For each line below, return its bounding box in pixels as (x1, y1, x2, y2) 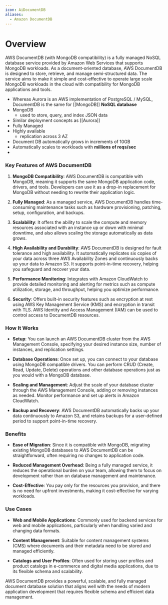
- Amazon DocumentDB (9, 16, 52, 21)
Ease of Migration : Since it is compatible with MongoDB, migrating (12, 442, 150, 448)
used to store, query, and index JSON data (19, 112, 108, 118)
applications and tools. (5, 86, 52, 92)
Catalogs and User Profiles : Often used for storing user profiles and (12, 557, 153, 563)
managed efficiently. (12, 548, 55, 554)
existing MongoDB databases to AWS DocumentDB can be (12, 447, 133, 453)
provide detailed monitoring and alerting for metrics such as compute (12, 281, 155, 287)
